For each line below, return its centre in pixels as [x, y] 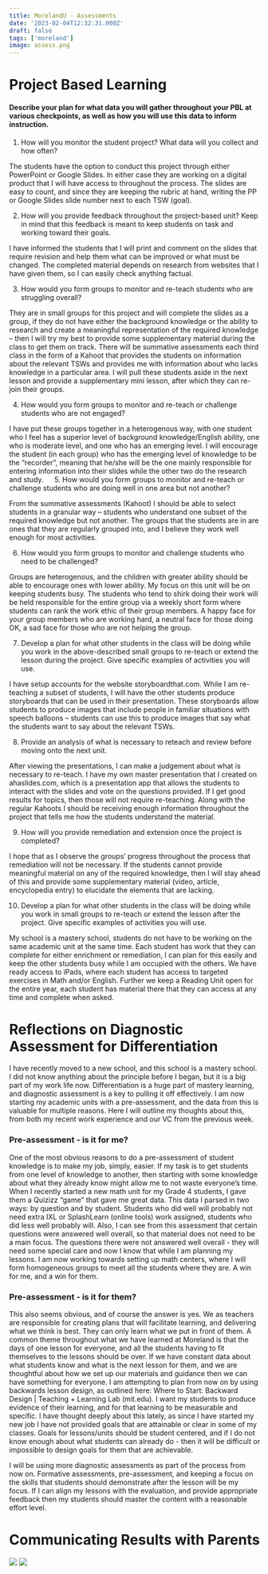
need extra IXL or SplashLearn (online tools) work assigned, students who [130, 1216]
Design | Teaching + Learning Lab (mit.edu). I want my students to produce [132, 1399]
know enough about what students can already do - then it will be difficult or [135, 1442]
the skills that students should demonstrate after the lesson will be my [124, 1482]
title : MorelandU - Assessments [63, 16]
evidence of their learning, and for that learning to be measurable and [124, 1408]
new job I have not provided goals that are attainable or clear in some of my [133, 1425]
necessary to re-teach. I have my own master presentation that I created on [133, 774]
